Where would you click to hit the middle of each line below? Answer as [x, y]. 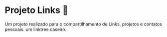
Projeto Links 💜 [36, 10]
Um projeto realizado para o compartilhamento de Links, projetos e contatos [83, 24]
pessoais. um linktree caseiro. [36, 29]
